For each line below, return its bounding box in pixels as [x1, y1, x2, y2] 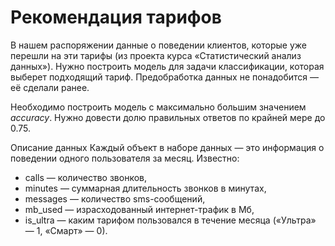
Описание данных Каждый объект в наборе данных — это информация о [10, 141, 325, 153]
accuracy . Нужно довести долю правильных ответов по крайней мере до [10, 111, 326, 123]
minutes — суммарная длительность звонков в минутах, [24, 182, 267, 194]
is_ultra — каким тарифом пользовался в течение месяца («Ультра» [24, 214, 317, 226]
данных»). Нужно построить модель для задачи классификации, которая [10, 60, 325, 72]
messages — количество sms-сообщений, [24, 192, 206, 205]
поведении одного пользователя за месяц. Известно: [10, 152, 240, 164]
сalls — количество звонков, [24, 171, 147, 183]
